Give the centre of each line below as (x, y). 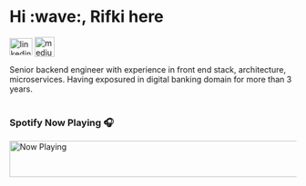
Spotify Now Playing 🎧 (61, 122)
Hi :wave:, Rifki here (87, 17)
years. (21, 89)
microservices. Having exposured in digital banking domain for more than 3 (151, 79)
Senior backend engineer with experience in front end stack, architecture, (148, 69)
